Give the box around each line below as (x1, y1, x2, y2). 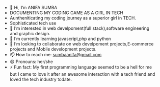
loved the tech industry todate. (9, 76, 72, 82)
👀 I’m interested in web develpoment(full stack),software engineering (9, 25, 150, 31)
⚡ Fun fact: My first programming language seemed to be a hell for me (9, 64, 152, 70)
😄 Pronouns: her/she (9, 59, 53, 65)
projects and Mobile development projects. (9, 46, 97, 52)
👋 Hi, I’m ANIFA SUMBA (9, 5, 57, 10)
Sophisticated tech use (9, 20, 56, 26)
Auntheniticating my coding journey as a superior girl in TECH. (9, 15, 136, 21)
